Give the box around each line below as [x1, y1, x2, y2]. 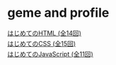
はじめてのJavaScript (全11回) [7, 50, 93, 58]
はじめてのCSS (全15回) [7, 39, 76, 48]
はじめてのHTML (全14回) [7, 29, 81, 37]
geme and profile [7, 5, 110, 21]
